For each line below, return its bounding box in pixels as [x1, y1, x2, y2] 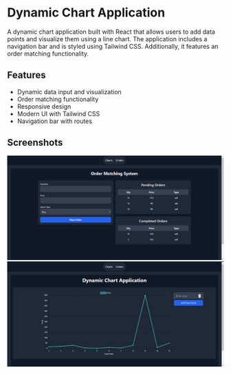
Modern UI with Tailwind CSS [16, 109, 100, 118]
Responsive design [16, 102, 71, 111]
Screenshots [7, 137, 63, 148]
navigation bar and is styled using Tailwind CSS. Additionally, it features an [7, 42, 219, 50]
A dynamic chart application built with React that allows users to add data [7, 27, 215, 36]
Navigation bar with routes [16, 117, 93, 125]
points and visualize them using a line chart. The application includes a [7, 34, 208, 43]
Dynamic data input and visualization [16, 87, 122, 96]
